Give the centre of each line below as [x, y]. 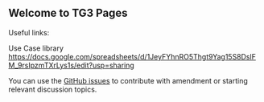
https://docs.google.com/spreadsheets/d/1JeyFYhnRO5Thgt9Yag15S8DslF [132, 56]
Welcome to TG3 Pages [68, 13]
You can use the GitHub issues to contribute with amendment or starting [128, 80]
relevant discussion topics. [53, 89]
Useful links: [29, 32]
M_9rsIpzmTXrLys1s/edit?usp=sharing [71, 65]
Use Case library [36, 48]
